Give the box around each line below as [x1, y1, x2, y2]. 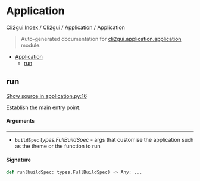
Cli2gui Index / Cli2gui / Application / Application [6, 24, 125, 31]
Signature [6, 156, 32, 163]
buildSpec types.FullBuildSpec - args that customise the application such [14, 136, 194, 143]
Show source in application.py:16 [6, 92, 87, 99]
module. [20, 42, 41, 49]
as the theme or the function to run [14, 142, 101, 150]
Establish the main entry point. [6, 104, 81, 111]
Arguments [6, 118, 35, 125]
